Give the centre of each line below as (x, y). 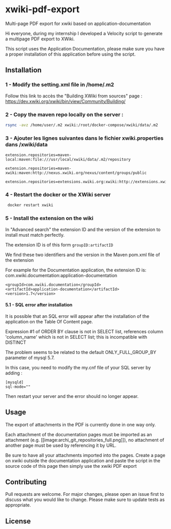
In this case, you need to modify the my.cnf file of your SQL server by (78, 367)
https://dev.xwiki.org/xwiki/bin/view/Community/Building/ (65, 101)
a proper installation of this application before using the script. (70, 54)
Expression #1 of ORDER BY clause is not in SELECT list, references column (84, 331)
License (18, 521)
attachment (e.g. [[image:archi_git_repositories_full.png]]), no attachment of (85, 440)
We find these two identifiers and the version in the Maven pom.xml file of (83, 255)
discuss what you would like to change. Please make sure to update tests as (85, 500)
